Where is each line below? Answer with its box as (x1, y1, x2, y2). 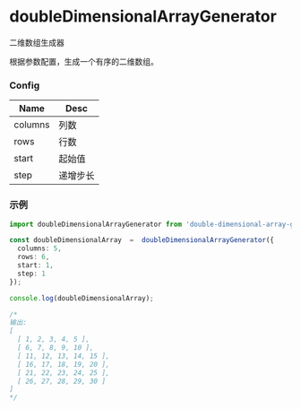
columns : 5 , (17, 244, 63, 253)
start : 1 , (17, 261, 54, 270)
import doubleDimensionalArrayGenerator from (9, 220, 182, 229)
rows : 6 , (17, 253, 50, 262)
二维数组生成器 (9, 37, 64, 48)
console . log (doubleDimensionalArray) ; (9, 293, 154, 302)
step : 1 (17, 269, 47, 278)
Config (9, 79, 40, 91)
